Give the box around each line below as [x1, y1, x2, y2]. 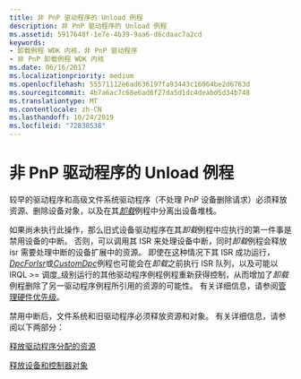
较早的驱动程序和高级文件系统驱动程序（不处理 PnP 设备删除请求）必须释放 [9, 194, 288, 204]
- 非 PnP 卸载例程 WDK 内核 [9, 55, 105, 64]
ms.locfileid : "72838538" [9, 122, 106, 131]
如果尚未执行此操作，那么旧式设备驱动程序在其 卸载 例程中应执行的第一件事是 [9, 224, 292, 235]
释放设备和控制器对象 [9, 359, 88, 370]
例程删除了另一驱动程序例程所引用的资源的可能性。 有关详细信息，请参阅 [9, 280, 279, 291]
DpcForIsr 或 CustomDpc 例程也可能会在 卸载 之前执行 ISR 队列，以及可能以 [9, 257, 279, 269]
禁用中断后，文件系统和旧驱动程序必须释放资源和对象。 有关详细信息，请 [9, 310, 279, 321]
